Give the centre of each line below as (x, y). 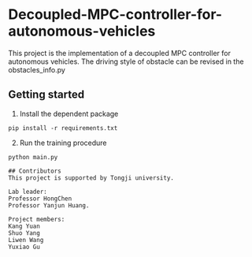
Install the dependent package (69, 114)
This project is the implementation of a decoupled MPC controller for (119, 53)
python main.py (33, 157)
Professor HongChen (40, 199)
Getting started (46, 95)
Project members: (37, 219)
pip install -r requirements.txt (63, 128)
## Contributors (35, 171)
